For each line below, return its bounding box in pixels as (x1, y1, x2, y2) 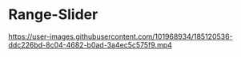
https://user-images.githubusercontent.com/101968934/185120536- (8, 32, 234, 41)
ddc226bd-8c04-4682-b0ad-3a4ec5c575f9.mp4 (8, 40, 172, 49)
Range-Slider (8, 6, 98, 24)
